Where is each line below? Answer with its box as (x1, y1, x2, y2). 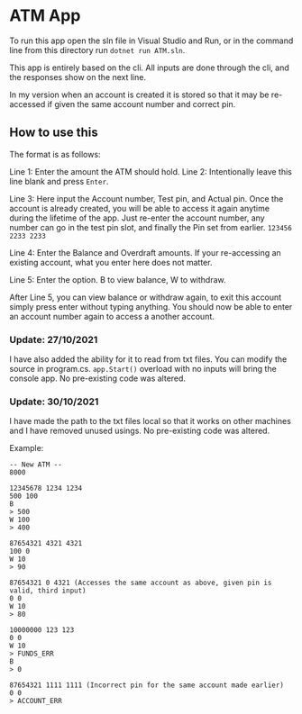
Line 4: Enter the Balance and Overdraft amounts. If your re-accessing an (9, 247, 281, 258)
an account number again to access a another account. (9, 311, 215, 321)
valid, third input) (9, 586, 87, 595)
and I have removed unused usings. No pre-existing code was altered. (9, 425, 270, 437)
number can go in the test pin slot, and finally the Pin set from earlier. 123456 (9, 221, 293, 232)
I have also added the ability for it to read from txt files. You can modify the (9, 354, 288, 365)
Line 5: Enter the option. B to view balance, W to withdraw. (9, 274, 227, 285)
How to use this (9, 125, 99, 140)
